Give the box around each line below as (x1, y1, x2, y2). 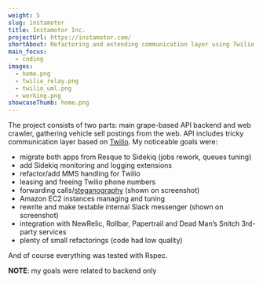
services (38, 227, 67, 237)
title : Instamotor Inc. (8, 26, 86, 34)
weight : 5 (8, 11, 41, 20)
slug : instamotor (8, 19, 65, 27)
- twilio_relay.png (15, 77, 79, 85)
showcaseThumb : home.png (8, 99, 89, 107)
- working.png (15, 92, 61, 100)
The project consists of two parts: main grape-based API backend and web (8, 121, 251, 130)
